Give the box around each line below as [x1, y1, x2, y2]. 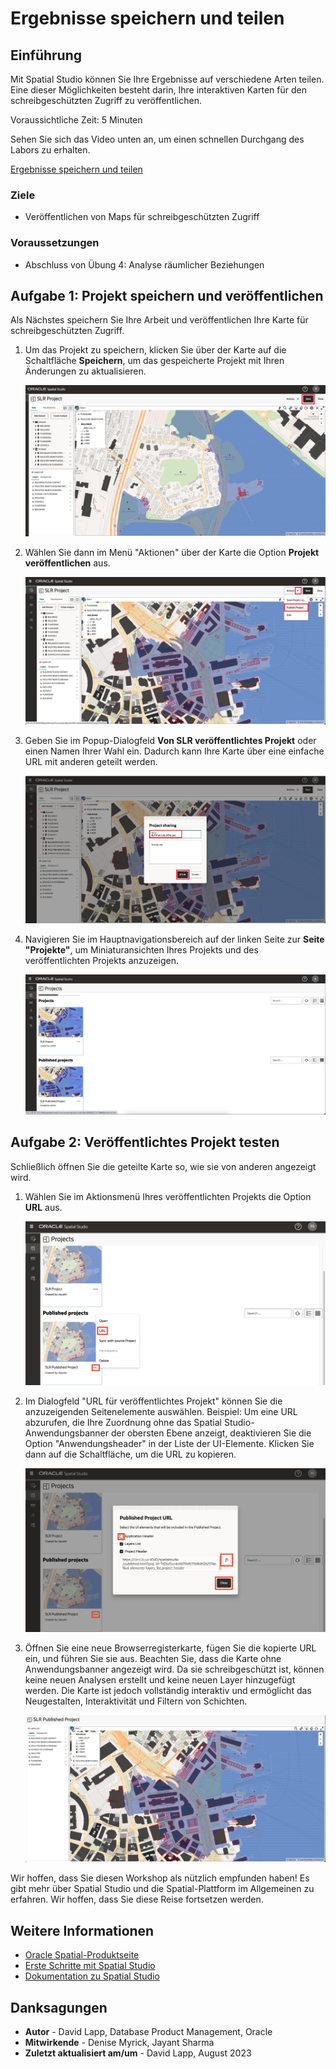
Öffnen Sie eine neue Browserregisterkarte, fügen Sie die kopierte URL [24, 1642, 317, 1654]
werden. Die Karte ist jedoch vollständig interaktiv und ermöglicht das [24, 1684, 312, 1696]
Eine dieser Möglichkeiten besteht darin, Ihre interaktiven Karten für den [10, 84, 307, 96]
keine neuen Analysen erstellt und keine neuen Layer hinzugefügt [24, 1673, 296, 1686]
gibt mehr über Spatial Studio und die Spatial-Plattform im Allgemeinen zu [10, 1883, 315, 1895]
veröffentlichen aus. [24, 557, 111, 569]
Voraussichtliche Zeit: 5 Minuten [10, 114, 143, 126]
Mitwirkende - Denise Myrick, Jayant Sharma [24, 2036, 215, 2048]
